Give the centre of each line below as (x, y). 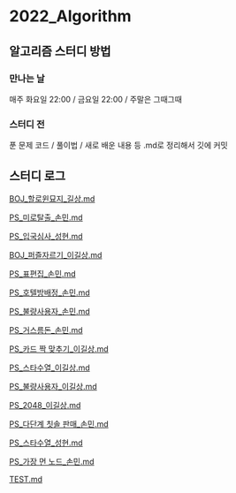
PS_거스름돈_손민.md (46, 330)
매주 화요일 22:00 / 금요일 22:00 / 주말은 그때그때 (96, 99)
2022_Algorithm (70, 16)
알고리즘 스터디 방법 (60, 51)
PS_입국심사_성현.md (46, 236)
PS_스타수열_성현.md (46, 443)
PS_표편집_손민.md (42, 273)
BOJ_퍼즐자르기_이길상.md (56, 254)
